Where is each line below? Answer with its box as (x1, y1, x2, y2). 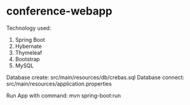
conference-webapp (6, 4, 112, 18)
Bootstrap (15, 55, 40, 63)
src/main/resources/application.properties (6, 80, 112, 87)
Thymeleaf (15, 49, 42, 56)
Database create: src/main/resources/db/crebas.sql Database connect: (6, 73, 185, 81)
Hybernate (15, 42, 42, 50)
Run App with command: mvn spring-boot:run (6, 92, 121, 99)
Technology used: (6, 24, 52, 32)
